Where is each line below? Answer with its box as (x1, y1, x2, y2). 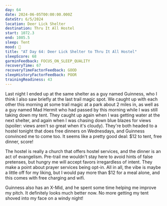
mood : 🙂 (5, 44, 21, 49)
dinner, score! (5, 138, 34, 144)
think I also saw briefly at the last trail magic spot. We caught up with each (5, 96, 158, 102)
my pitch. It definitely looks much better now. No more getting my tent (5, 189, 149, 195)
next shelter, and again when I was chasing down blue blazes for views (5, 117, 151, 123)
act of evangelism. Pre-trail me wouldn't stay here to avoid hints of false (5, 153, 153, 159)
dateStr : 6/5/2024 (5, 16, 43, 21)
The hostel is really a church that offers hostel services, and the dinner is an (5, 148, 161, 154)
